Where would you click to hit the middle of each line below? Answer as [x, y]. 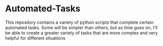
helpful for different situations [35, 38]
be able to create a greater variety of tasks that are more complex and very [81, 33]
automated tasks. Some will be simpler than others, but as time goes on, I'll [81, 27]
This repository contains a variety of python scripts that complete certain [80, 22]
